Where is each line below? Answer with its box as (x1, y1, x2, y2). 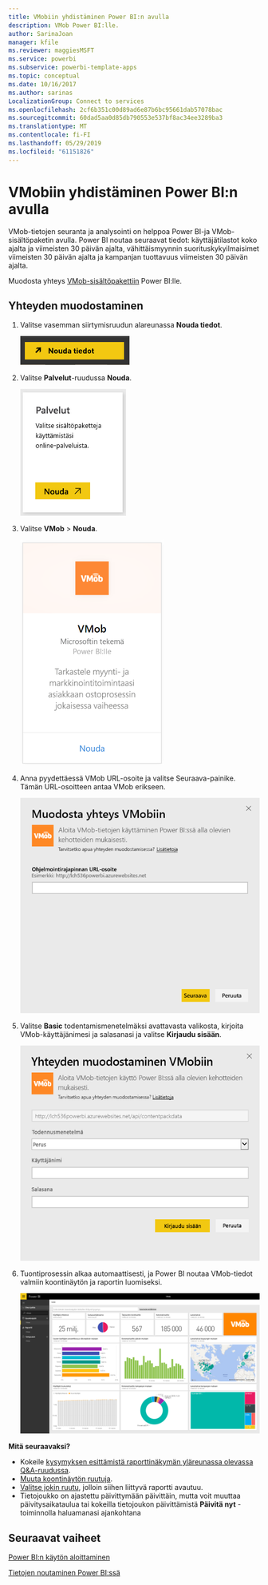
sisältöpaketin (8, 235, 54, 244)
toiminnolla (19, 1508, 57, 1518)
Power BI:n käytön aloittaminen (8, 1552, 110, 1562)
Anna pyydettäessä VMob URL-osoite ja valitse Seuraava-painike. (19, 773, 236, 783)
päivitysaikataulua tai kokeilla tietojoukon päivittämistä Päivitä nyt (19, 1500, 237, 1509)
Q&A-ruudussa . (19, 1466, 71, 1476)
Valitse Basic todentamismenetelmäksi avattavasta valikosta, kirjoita (19, 1021, 244, 1031)
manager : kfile (8, 38, 59, 46)
